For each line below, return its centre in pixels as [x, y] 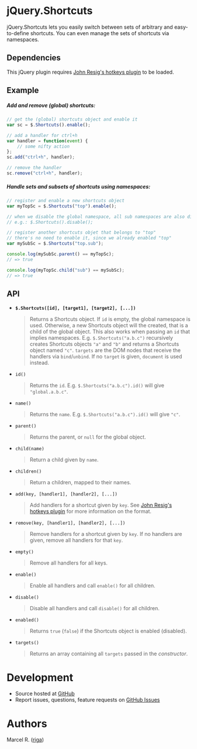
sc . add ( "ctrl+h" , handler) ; [41, 157]
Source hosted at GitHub [45, 694]
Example [23, 90]
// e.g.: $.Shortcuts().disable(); [50, 222]
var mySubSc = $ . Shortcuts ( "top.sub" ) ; [55, 244]
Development [40, 677]
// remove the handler [34, 168]
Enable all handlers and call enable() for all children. [92, 586]
